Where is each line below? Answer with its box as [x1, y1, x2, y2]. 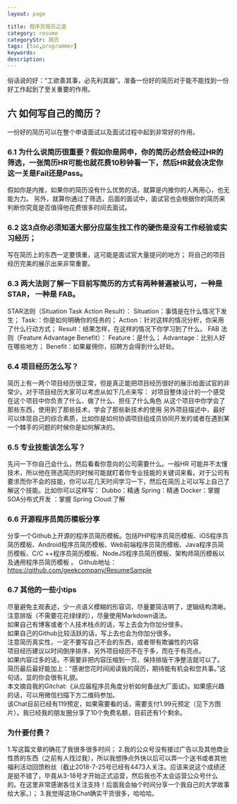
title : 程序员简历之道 [7, 23, 67, 30]
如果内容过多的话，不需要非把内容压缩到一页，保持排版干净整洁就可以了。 [7, 655, 224, 664]
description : [7, 56, 46, 64]
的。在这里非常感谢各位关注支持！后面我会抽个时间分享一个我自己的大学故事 [7, 781, 230, 789]
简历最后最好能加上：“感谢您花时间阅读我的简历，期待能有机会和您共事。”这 [7, 664, 226, 673]
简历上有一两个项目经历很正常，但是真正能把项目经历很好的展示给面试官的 [7, 378, 224, 387]
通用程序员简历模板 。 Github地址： [13, 558, 117, 567]
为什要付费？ [7, 728, 51, 738]
